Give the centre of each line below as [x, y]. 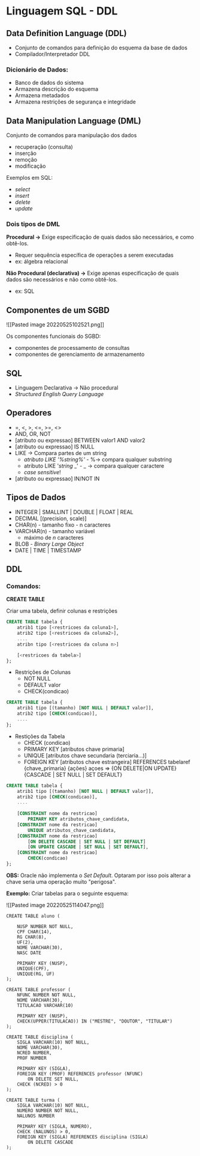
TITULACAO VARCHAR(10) [45, 1005]
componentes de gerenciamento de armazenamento [80, 354]
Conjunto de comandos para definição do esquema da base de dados [101, 47]
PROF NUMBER [32, 1058]
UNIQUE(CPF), [33, 968]
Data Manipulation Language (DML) [74, 121]
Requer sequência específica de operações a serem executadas [94, 255]
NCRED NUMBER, [34, 1053]
